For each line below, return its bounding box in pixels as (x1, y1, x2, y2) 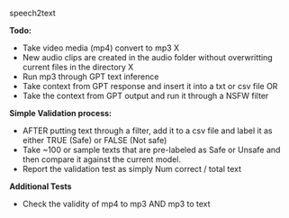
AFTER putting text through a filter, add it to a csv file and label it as (22, 125, 273, 136)
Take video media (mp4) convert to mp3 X (22, 42, 180, 53)
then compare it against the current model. (22, 154, 182, 165)
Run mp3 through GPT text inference (22, 71, 159, 82)
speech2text (9, 8, 56, 18)
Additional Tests (9, 181, 72, 192)
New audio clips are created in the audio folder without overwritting (22, 52, 273, 62)
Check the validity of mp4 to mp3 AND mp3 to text (22, 198, 211, 209)
